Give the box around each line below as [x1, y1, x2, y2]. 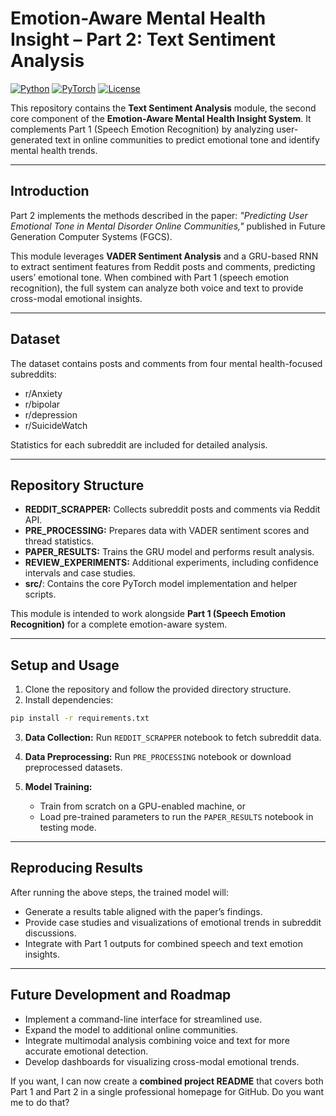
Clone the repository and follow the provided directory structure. [24, 683, 292, 696]
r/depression [24, 408, 78, 421]
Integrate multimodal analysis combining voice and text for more [24, 1034, 290, 1046]
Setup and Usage [10, 657, 120, 674]
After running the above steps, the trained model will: [10, 886, 229, 898]
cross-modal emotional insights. [10, 292, 143, 304]
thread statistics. [24, 535, 95, 547]
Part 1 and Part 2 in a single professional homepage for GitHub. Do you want [10, 1085, 325, 1097]
